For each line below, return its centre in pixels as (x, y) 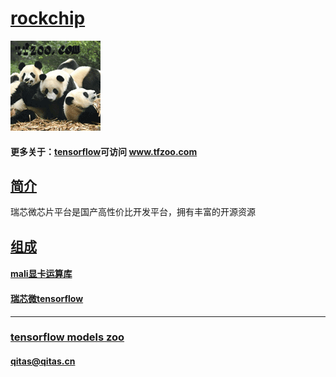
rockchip (48, 18)
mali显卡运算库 (41, 274)
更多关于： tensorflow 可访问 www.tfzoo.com (104, 151)
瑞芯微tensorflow (47, 298)
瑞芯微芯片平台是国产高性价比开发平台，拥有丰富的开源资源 (133, 212)
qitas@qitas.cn (43, 361)
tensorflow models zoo (67, 337)
